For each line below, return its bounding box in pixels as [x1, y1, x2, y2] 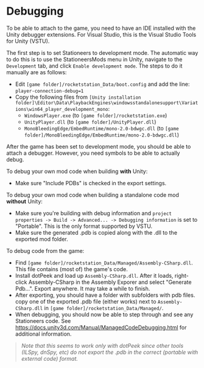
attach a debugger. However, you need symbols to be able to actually [6, 149, 180, 157]
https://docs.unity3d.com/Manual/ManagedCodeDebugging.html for [15, 324, 187, 331]
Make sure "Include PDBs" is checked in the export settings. [15, 179, 167, 186]
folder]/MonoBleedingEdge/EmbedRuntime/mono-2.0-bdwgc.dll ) [24, 131, 180, 138]
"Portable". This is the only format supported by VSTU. [15, 222, 153, 230]
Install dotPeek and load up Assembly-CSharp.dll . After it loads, [15, 272, 174, 279]
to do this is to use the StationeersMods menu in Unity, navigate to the [6, 55, 183, 63]
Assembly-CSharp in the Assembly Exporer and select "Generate [28, 278, 192, 286]
